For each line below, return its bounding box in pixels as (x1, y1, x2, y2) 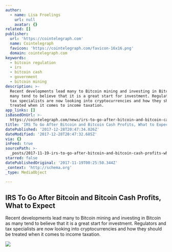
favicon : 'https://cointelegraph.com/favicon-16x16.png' (10, 46, 134, 51)
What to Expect (5, 201, 55, 210)
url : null (14, 17, 36, 22)
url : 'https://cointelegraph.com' (10, 36, 83, 42)
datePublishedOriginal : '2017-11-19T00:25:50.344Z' (5, 160, 118, 165)
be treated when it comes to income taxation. (5, 231, 101, 238)
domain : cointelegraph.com (10, 50, 68, 55)
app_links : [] (5, 108, 36, 113)
